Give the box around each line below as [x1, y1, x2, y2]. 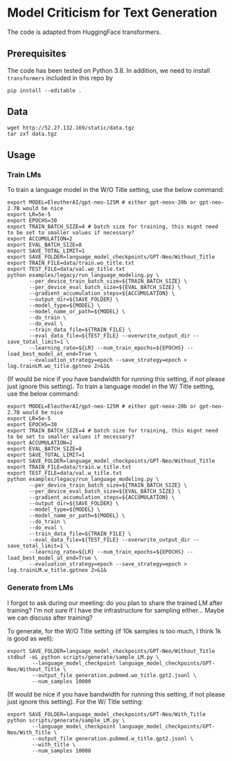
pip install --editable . [7, 87, 82, 94]
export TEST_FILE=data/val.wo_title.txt [7, 265, 126, 273]
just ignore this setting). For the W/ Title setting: [7, 697, 143, 706]
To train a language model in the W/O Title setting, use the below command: [7, 186, 224, 194]
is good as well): [7, 634, 54, 642]
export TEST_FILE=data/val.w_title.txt [7, 470, 123, 477]
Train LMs [7, 170, 42, 180]
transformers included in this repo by [7, 73, 113, 82]
